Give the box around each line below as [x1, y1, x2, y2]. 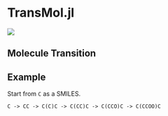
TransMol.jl [7, 5, 75, 21]
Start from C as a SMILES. [7, 90, 81, 98]
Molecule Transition [7, 47, 97, 60]
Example [7, 71, 46, 83]
